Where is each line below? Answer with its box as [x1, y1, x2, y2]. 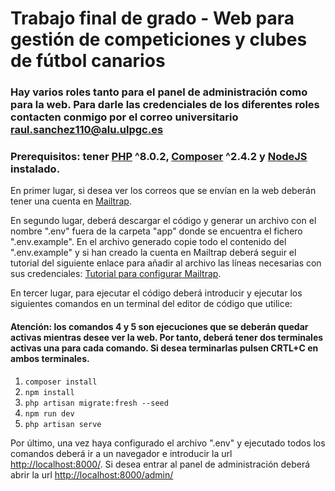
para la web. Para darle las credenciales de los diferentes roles [10, 98, 320, 112]
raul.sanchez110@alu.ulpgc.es [10, 123, 164, 137]
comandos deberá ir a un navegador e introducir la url [10, 447, 233, 459]
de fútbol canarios [10, 50, 166, 72]
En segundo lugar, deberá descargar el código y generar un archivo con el [10, 215, 317, 227]
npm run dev [24, 408, 75, 419]
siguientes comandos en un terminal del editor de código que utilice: [10, 298, 293, 310]
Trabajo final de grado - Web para [10, 7, 295, 30]
